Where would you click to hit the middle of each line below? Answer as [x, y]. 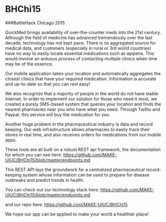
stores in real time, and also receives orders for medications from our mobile [83, 134]
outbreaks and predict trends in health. [45, 180]
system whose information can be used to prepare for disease [86, 175]
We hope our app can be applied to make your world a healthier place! [77, 214]
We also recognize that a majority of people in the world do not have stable [82, 93]
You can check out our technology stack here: [52, 189]
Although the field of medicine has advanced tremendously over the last [79, 38]
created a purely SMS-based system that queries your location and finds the [83, 104]
